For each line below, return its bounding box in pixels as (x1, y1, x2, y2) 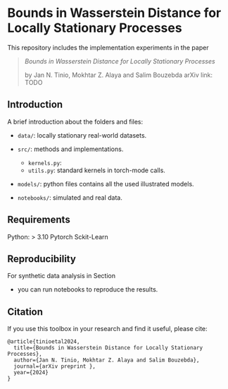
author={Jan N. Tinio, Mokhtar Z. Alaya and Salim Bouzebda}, (13, 357, 200, 364)
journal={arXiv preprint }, (13, 363, 96, 370)
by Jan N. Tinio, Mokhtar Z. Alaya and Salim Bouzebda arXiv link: (24, 71, 213, 79)
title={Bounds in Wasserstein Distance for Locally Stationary (13, 345, 203, 352)
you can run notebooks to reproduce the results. (17, 285, 158, 294)
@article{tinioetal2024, (7, 338, 80, 345)
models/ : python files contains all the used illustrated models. (17, 179, 195, 188)
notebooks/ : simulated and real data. (17, 193, 123, 202)
